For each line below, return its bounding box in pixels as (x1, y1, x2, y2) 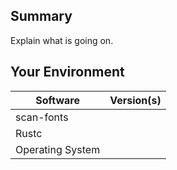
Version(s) (109, 93, 162, 107)
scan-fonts (15, 110, 69, 124)
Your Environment (10, 64, 125, 81)
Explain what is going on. (10, 34, 114, 46)
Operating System (15, 142, 101, 156)
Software (35, 93, 80, 107)
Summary (10, 8, 73, 25)
